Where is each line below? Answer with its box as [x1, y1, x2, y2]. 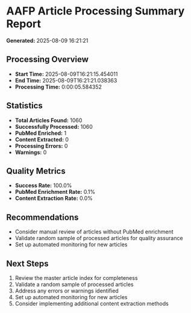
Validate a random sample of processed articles [14, 281, 134, 288]
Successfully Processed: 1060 [14, 123, 93, 130]
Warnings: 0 [14, 149, 47, 156]
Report [6, 17, 41, 31]
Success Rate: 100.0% [14, 182, 72, 189]
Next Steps [6, 258, 49, 268]
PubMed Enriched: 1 [14, 129, 67, 137]
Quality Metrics [6, 166, 66, 176]
